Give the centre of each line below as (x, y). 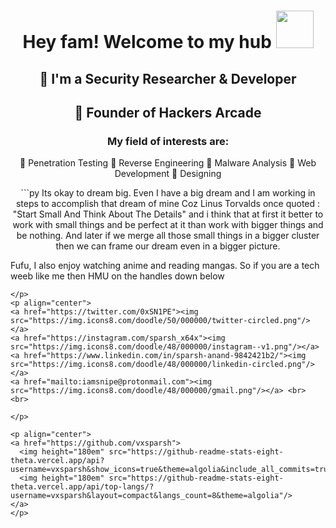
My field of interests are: (168, 141)
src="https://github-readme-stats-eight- (196, 478)
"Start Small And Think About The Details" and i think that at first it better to (168, 214)
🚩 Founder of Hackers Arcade (168, 112)
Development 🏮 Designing (168, 174)
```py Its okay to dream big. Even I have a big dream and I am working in (168, 193)
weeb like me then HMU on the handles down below (117, 276)
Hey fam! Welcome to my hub (147, 42)
